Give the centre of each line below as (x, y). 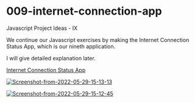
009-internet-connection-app (84, 11)
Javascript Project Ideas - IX (42, 28)
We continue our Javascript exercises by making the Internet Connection (98, 40)
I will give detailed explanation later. (51, 58)
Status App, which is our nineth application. (61, 46)
